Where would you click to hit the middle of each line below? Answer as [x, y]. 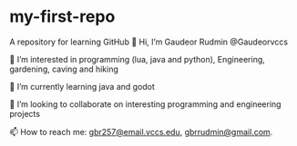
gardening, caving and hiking [64, 69]
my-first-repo [62, 17]
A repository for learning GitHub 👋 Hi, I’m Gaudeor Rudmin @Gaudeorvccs [149, 42]
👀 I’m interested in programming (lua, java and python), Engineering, [138, 59]
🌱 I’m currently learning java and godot [82, 86]
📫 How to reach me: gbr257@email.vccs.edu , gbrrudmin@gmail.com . [141, 131]
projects [25, 113]
